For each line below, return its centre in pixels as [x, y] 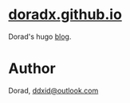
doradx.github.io [65, 15]
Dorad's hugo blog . [40, 36]
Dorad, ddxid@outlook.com [53, 90]
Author [32, 69]
